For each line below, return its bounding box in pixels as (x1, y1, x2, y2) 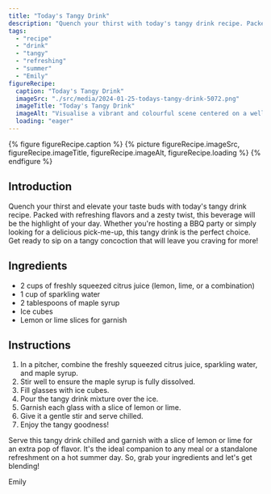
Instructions (8, 338, 71, 352)
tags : (8, 27, 27, 35)
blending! (8, 462, 40, 471)
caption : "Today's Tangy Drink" (15, 87, 125, 95)
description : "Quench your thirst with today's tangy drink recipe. (8, 19, 244, 27)
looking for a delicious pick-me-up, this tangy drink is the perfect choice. (8, 227, 251, 237)
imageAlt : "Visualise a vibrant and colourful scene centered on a (15, 110, 248, 118)
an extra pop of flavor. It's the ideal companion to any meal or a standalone (8, 444, 258, 454)
